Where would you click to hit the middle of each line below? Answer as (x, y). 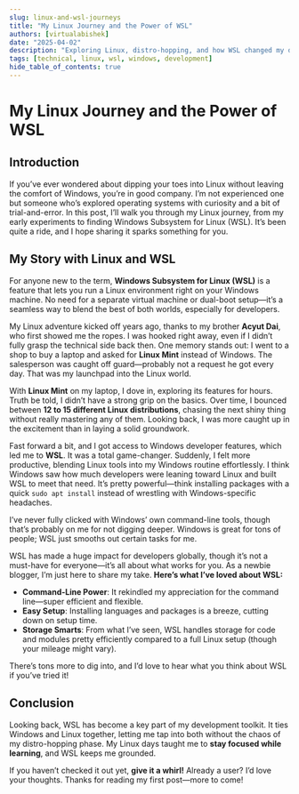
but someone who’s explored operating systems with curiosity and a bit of (145, 203)
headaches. (31, 502)
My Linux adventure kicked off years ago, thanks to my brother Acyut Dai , (145, 326)
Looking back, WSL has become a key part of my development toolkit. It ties (149, 725)
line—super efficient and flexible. (83, 601)
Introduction (44, 162)
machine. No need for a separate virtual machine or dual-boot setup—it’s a (146, 300)
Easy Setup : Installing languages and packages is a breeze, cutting (145, 611)
